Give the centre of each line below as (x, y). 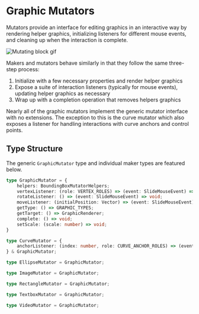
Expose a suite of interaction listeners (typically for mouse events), (96, 87)
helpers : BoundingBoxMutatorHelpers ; (63, 186)
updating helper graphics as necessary (62, 93)
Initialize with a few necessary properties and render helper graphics (99, 81)
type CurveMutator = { (34, 241)
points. (15, 130)
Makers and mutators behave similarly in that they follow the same (87, 63)
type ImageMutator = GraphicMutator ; (53, 273)
